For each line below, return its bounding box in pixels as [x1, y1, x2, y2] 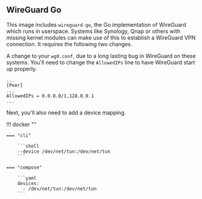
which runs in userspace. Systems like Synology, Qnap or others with [6, 27, 181, 35]
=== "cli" [6, 132, 32, 139]
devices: [17, 180, 40, 186]
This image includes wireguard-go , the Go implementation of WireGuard [6, 21, 186, 28]
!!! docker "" [6, 120, 37, 128]
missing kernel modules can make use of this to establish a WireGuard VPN [6, 33, 196, 41]
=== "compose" [6, 164, 43, 170]
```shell [17, 143, 40, 149]
